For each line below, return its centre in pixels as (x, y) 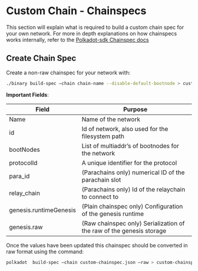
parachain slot (101, 179)
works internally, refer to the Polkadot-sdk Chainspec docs (77, 40)
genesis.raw (26, 227)
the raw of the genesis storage (124, 230)
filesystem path (103, 136)
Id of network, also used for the (125, 129)
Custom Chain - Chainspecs (76, 11)
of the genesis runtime (113, 214)
